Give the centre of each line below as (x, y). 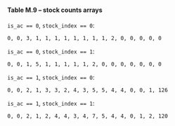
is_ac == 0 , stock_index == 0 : (51, 25)
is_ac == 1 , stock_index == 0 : (51, 77)
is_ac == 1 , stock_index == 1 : (51, 103)
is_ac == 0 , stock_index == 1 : (51, 51)
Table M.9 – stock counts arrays (55, 10)
